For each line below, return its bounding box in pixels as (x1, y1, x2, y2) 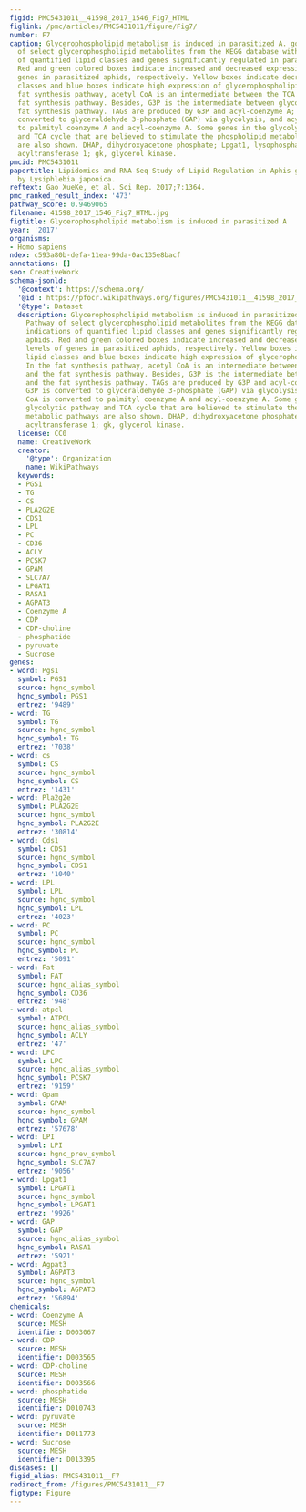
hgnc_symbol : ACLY (17, 1030, 88, 1040)
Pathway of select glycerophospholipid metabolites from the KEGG (25, 318, 283, 328)
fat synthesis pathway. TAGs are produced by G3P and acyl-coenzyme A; (17, 107, 296, 116)
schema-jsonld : (9, 276, 67, 285)
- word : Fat (9, 963, 55, 972)
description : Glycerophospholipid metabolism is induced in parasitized (17, 310, 300, 319)
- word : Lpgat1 (9, 1175, 67, 1184)
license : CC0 (17, 429, 67, 438)
